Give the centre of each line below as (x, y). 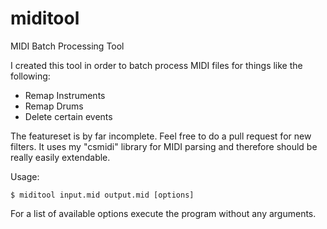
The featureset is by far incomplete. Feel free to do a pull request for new (161, 136)
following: (30, 76)
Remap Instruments (65, 95)
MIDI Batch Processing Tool (67, 46)
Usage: (25, 176)
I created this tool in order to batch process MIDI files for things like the (156, 65)
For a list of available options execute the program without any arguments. (163, 213)
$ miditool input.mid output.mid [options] (102, 195)
